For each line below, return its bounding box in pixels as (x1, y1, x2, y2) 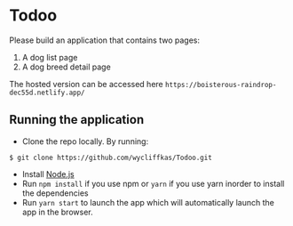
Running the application (9, 112, 145, 127)
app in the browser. (21, 206, 93, 217)
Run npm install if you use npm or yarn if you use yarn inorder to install (21, 178, 285, 189)
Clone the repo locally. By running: (21, 135, 149, 147)
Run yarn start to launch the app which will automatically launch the (21, 197, 275, 207)
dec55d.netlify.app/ (9, 88, 86, 97)
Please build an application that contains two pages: (9, 35, 201, 45)
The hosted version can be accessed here (9, 78, 163, 89)
